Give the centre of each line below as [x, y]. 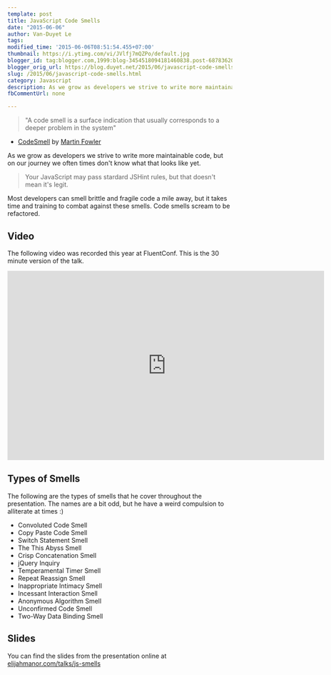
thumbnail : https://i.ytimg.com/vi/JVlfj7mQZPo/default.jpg [99, 54]
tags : [15, 41]
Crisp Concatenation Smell [57, 555]
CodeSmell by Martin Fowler [59, 142]
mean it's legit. [47, 185]
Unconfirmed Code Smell [55, 609]
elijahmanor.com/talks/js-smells [54, 663]
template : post [30, 14]
